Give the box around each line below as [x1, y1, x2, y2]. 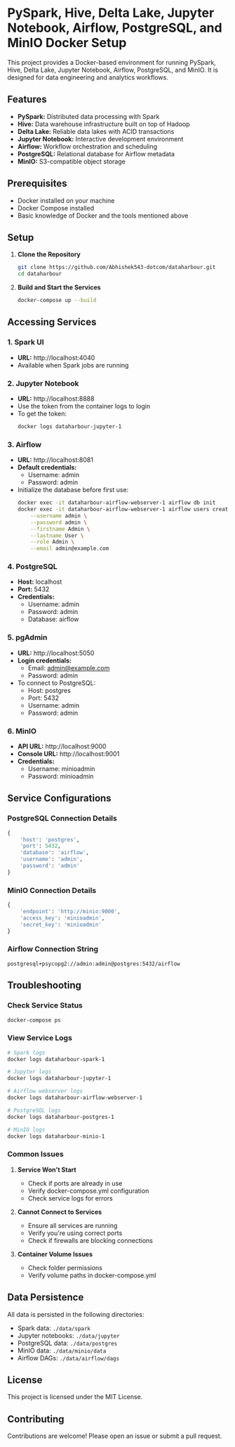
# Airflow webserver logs [7, 1088, 83, 1095]
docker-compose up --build [17, 297, 97, 304]
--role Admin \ [30, 539, 75, 546]
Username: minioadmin [27, 765, 95, 773]
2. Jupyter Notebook [7, 378, 79, 388]
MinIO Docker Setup [7, 35, 127, 51]
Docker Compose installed [17, 203, 95, 212]
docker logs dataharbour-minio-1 [7, 1132, 105, 1140]
